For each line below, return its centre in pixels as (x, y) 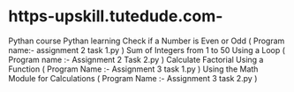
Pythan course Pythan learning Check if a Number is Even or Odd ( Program (147, 41)
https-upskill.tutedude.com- (116, 16)
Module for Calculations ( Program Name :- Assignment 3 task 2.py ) (133, 78)
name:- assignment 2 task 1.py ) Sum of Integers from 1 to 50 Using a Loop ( (147, 50)
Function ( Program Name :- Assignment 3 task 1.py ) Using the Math (133, 69)
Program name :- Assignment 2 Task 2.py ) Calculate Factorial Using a (136, 59)
